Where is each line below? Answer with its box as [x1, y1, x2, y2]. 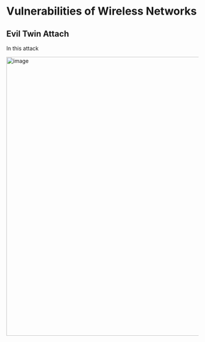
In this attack [6, 45, 39, 52]
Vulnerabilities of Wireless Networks [6, 4, 197, 18]
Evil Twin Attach [6, 29, 69, 39]
